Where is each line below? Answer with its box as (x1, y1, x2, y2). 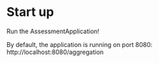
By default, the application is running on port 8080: (6, 40, 153, 48)
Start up (6, 4, 54, 20)
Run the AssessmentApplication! (6, 27, 100, 35)
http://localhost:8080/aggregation (6, 48, 104, 56)
